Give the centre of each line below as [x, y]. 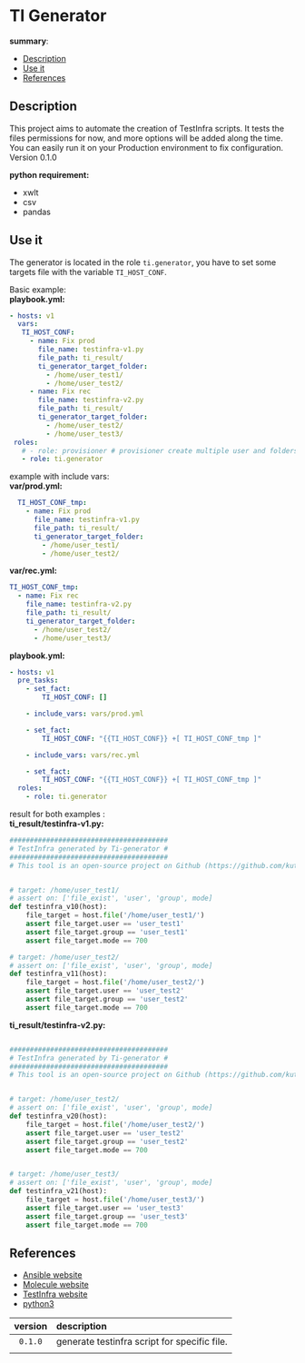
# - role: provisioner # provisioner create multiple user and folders [160, 450]
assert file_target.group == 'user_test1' [107, 932]
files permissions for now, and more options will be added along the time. [146, 138]
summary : [29, 41]
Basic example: [38, 289]
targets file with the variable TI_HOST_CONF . [89, 272]
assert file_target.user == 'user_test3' [105, 1208]
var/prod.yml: [36, 486]
